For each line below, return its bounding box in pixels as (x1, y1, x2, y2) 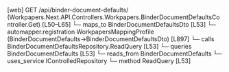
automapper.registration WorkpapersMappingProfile (7, 27, 154, 36)
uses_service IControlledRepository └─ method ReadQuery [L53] (7, 57, 191, 64)
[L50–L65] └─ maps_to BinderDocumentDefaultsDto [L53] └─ (42, 21, 217, 28)
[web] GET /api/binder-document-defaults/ (7, 6, 129, 14)
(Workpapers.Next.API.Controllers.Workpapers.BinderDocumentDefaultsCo (7, 13, 221, 21)
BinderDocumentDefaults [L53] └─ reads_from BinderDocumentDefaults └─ (7, 49, 222, 58)
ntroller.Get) (7, 21, 41, 28)
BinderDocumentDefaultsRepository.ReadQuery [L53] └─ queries (7, 43, 192, 50)
